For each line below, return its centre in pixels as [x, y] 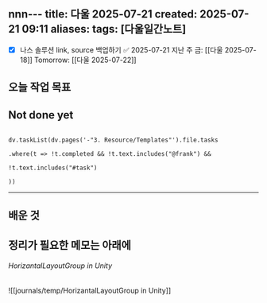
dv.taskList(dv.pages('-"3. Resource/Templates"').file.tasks [113, 140]
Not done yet [41, 115]
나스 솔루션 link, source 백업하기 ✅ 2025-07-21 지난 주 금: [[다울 [121, 49]
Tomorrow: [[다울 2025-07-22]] [85, 60]
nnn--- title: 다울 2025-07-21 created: [103, 14]
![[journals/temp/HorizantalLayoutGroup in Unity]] [90, 291]
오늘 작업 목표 [40, 87]
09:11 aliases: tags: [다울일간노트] [104, 29]
